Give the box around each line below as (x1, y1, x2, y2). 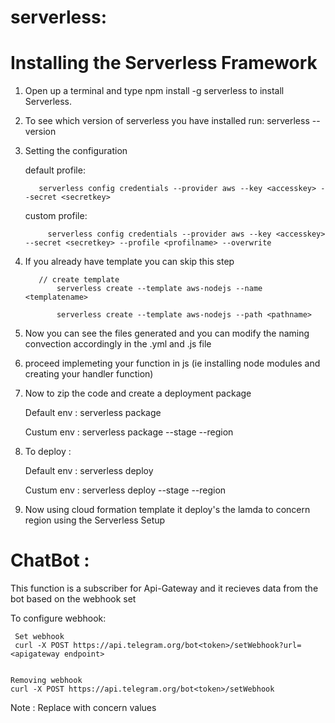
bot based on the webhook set (10, 593, 137, 605)
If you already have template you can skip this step (24, 256, 235, 268)
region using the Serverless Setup (24, 514, 166, 526)
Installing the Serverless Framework (10, 52, 318, 75)
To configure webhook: (10, 612, 107, 625)
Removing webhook (10, 676, 83, 686)
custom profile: (24, 210, 88, 222)
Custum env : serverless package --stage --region (24, 426, 234, 438)
